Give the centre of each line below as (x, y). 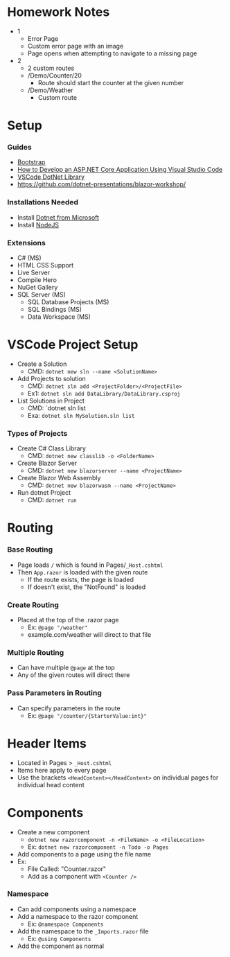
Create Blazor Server (47, 463)
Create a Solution (42, 364)
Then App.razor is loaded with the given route (82, 572)
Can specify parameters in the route (69, 708)
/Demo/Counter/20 (54, 75)
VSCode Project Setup (73, 345)
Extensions (27, 243)
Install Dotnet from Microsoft (58, 217)
